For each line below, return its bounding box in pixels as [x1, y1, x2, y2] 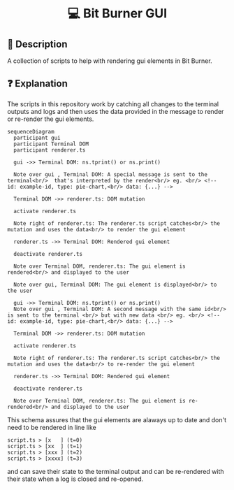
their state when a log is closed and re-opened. [7, 475, 144, 483]
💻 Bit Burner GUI [67, 6, 168, 22]
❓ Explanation [7, 78, 68, 89]
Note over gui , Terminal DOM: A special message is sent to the [13, 171, 208, 178]
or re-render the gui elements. [7, 115, 94, 123]
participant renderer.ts [13, 146, 86, 154]
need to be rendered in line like [7, 423, 96, 431]
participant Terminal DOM [13, 140, 89, 147]
